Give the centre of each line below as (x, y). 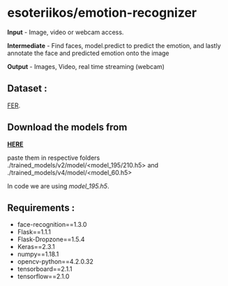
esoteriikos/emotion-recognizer (102, 13)
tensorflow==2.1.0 (43, 276)
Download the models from (67, 127)
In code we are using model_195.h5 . (58, 186)
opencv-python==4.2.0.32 (55, 262)
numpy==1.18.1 (38, 254)
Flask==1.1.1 (34, 232)
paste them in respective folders (54, 158)
